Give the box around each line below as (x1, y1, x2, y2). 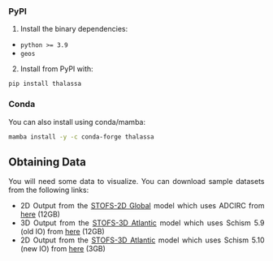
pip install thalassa (8, 79, 82, 88)
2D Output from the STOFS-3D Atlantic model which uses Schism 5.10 (19, 235, 265, 245)
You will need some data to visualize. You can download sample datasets (8, 177, 265, 186)
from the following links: (8, 185, 89, 195)
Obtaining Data (8, 155, 87, 169)
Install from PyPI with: (19, 64, 93, 74)
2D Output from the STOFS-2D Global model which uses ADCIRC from (19, 201, 265, 211)
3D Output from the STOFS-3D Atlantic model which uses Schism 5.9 (19, 218, 265, 228)
